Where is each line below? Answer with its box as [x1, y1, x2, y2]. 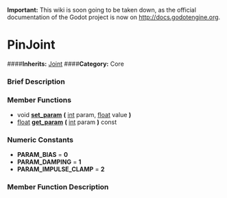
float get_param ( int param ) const [16, 118, 117, 126]
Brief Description [7, 77, 65, 86]
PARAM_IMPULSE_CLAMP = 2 [16, 165, 105, 173]
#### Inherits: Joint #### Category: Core [7, 60, 125, 68]
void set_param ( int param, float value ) [16, 111, 132, 119]
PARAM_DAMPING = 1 [16, 158, 82, 166]
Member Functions [7, 95, 72, 105]
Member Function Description [7, 182, 109, 192]
